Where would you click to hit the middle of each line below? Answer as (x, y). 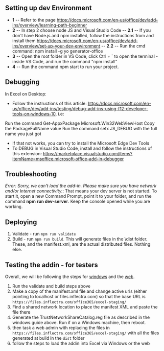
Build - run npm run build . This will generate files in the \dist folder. (80, 239)
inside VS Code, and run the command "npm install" (65, 61)
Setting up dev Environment (48, 8)
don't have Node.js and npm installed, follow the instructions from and (83, 35)
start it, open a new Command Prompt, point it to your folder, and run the (78, 196)
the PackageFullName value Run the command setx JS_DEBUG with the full (81, 128)
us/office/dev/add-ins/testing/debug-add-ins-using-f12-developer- (80, 108)
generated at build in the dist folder (48, 338)
